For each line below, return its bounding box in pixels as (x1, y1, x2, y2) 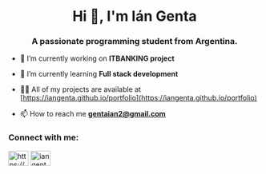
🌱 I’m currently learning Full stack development (19, 69, 179, 79)
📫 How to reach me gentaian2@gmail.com (19, 109, 166, 119)
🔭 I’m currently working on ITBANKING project (19, 53, 175, 63)
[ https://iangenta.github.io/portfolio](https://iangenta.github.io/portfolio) (19, 93, 258, 103)
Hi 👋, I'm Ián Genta (71, 7, 198, 26)
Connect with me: (8, 132, 79, 143)
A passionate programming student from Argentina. (31, 36, 238, 47)
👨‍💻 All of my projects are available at (19, 85, 142, 94)
